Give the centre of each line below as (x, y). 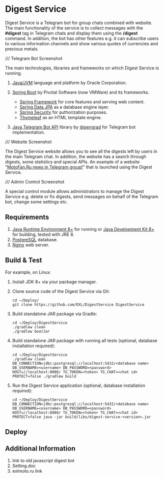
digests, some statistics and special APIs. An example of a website (72, 161)
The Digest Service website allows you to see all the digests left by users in (81, 151)
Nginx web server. (31, 245)
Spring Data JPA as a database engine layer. (64, 107)
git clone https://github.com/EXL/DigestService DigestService (78, 304)
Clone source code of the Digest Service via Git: (61, 291)
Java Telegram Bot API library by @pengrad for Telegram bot (74, 127)
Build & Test (24, 260)
